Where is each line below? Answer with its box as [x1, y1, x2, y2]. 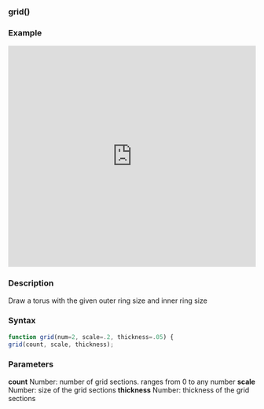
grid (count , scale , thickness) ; [8, 341, 114, 348]
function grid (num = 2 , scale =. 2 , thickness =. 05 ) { [8, 333, 174, 341]
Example [8, 27, 42, 38]
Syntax [8, 315, 36, 326]
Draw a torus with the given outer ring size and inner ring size [8, 296, 208, 305]
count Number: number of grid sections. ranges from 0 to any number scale [8, 377, 255, 386]
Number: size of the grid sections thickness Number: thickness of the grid [8, 385, 250, 395]
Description [8, 278, 54, 289]
